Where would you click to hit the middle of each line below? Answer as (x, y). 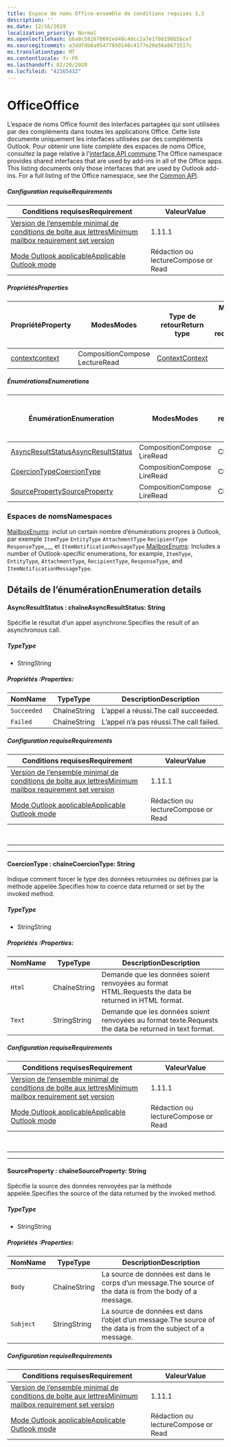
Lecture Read (99, 363)
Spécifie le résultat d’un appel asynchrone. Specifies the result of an (103, 623)
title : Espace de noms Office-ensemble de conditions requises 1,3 (106, 13)
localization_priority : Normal (52, 33)
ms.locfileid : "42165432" (44, 71)
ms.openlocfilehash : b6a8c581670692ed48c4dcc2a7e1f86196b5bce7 (100, 39)
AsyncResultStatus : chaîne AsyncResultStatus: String (86, 607)
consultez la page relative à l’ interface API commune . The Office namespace (114, 154)
